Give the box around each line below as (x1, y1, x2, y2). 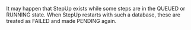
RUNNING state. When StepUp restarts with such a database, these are (6, 11, 181, 18)
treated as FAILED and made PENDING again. (6, 18, 117, 24)
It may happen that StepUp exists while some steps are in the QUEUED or (6, 5, 186, 12)
